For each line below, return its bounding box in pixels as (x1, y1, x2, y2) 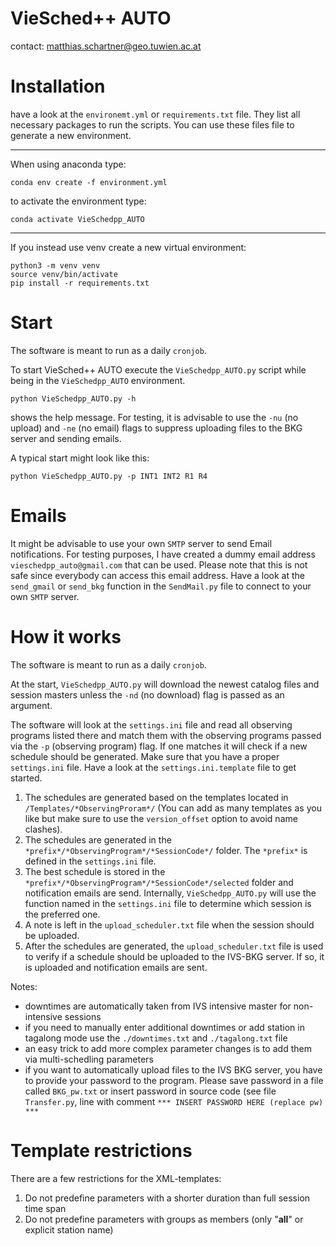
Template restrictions (10, 1139, 193, 1162)
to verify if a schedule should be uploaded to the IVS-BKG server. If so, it (24, 950, 325, 962)
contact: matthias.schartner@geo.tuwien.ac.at (10, 40, 202, 52)
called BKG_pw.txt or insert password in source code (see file (24, 1085, 277, 1097)
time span (24, 1202, 67, 1214)
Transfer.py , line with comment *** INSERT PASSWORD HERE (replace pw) (24, 1095, 324, 1107)
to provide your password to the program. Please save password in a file (24, 1074, 324, 1086)
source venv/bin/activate (10, 269, 118, 279)
